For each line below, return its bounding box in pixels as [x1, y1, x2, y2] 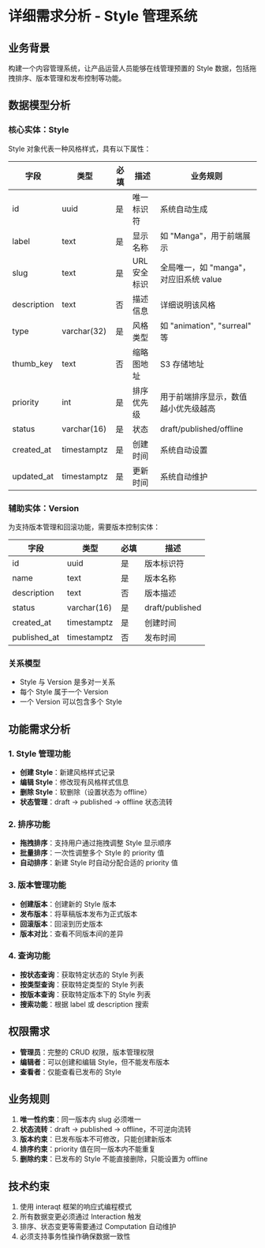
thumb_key [12, 358, 54, 369]
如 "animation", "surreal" [160, 320, 252, 331]
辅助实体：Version [8, 502, 80, 513]
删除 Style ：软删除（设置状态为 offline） [19, 787, 151, 796]
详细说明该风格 [160, 299, 216, 310]
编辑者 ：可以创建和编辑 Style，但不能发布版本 [19, 1057, 170, 1066]
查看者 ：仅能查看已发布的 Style [19, 1067, 122, 1077]
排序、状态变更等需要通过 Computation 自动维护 [19, 1222, 177, 1231]
